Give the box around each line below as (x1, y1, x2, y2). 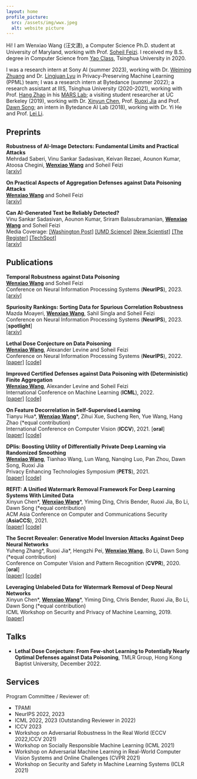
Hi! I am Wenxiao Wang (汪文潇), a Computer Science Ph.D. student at (6, 42, 175, 49)
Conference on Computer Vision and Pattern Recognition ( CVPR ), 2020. (6, 559, 181, 566)
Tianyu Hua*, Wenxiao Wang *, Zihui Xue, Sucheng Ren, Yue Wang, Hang (6, 413, 183, 420)
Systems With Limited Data (6, 492, 74, 499)
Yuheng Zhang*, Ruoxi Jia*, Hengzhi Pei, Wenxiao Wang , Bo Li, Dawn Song (6, 547, 189, 554)
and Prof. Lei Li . (6, 110, 44, 117)
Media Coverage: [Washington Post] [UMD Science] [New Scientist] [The (6, 228, 183, 236)
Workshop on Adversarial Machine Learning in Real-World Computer (14, 748, 181, 755)
